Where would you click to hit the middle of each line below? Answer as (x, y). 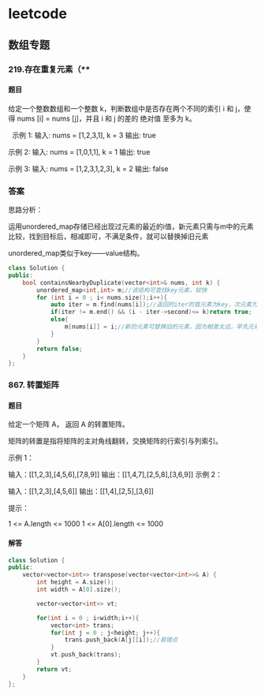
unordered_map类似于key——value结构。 (76, 253)
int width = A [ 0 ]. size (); (79, 590)
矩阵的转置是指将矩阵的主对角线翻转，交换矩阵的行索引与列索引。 (115, 441)
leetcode (37, 14)
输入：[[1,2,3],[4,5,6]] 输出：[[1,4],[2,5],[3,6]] (81, 491)
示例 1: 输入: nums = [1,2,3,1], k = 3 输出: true (84, 135)
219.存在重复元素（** (49, 69)
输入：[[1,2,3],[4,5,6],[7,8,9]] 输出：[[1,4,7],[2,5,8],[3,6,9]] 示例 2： (115, 475)
